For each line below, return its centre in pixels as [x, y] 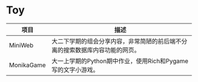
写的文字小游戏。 [75, 70]
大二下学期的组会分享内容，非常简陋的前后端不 [116, 41]
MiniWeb [21, 45]
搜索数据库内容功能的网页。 [102, 50]
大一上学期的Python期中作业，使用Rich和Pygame [120, 61]
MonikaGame [27, 65]
